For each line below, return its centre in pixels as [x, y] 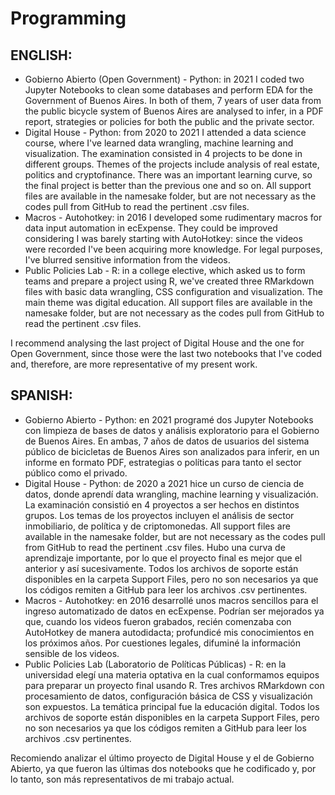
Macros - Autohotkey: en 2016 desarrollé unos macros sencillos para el [171, 600]
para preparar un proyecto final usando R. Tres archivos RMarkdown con [174, 685]
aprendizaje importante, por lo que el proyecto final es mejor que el [163, 558]
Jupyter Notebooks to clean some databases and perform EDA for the [168, 90]
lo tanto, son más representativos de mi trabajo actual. [122, 779]
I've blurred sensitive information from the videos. [127, 260]
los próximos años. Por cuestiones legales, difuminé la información [162, 643]
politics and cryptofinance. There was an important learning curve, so [168, 175]
